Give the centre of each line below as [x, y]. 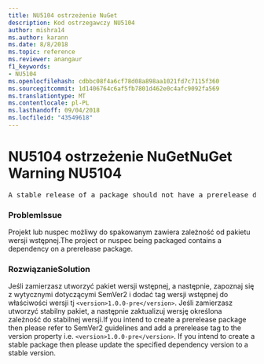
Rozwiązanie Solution [49, 270]
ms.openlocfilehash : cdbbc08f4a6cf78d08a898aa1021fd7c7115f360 [114, 81]
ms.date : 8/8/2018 [38, 45]
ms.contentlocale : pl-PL [49, 103]
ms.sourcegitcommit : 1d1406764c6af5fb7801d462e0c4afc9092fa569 [114, 88]
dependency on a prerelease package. [71, 249]
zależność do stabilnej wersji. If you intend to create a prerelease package [127, 320]
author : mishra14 [37, 30]
